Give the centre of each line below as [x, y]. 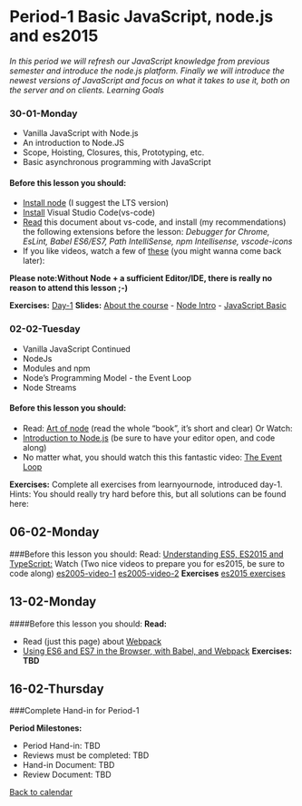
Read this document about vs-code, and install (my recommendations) [154, 222]
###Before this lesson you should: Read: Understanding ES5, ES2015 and [146, 554]
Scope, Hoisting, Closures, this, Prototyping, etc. [113, 152]
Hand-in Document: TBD [68, 765]
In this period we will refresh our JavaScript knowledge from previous [140, 61]
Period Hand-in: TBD [62, 746]
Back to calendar [41, 792]
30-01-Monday [44, 113]
